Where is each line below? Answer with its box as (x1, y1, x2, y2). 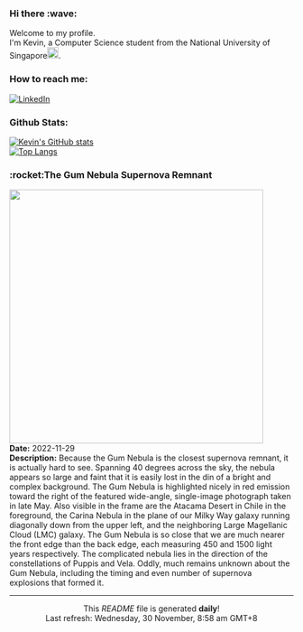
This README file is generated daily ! (83, 603, 220, 614)
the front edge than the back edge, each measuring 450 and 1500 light (9, 539, 272, 550)
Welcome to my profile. (9, 28, 96, 39)
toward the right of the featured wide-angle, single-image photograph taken (9, 491, 291, 502)
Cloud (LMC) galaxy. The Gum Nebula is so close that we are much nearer (9, 529, 286, 540)
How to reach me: (9, 73, 88, 86)
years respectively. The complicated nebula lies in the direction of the (9, 549, 269, 560)
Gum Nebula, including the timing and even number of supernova (9, 568, 252, 579)
